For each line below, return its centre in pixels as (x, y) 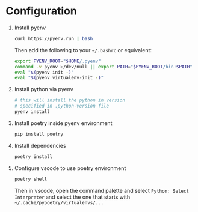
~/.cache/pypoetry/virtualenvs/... (59, 202)
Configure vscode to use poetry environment (70, 168)
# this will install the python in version (70, 100)
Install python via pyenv (44, 89)
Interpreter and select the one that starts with (72, 197)
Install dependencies (40, 145)
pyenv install (32, 112)
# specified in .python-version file (62, 106)
